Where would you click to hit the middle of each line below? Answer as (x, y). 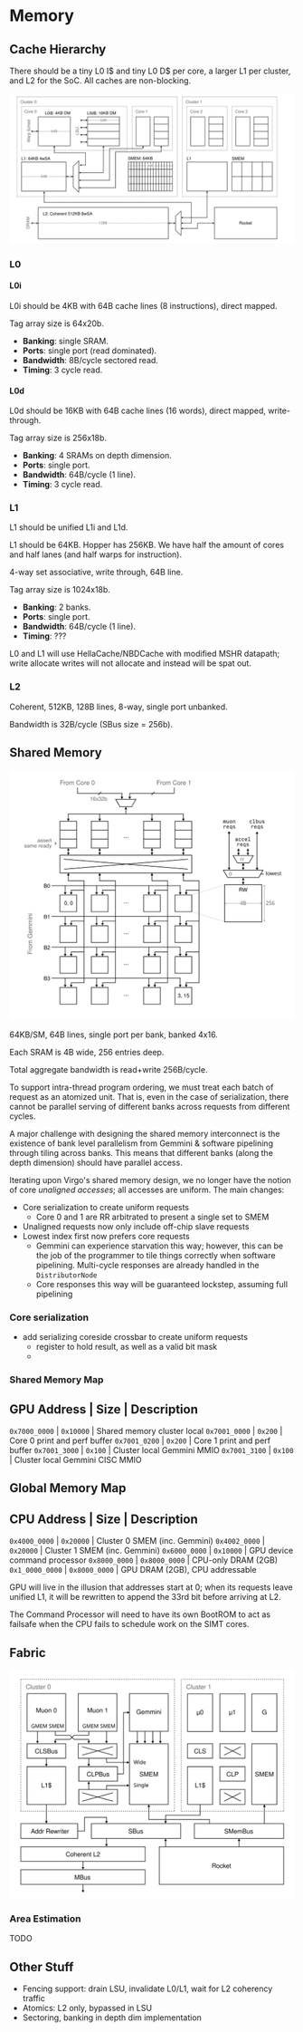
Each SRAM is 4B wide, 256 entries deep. (87, 1052)
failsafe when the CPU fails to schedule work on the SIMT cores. (129, 1624)
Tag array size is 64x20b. (57, 323)
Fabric (28, 1653)
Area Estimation (45, 1919)
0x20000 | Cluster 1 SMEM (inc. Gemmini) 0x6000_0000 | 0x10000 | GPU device (151, 1551)
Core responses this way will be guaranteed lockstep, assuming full (161, 1284)
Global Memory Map (68, 1488)
